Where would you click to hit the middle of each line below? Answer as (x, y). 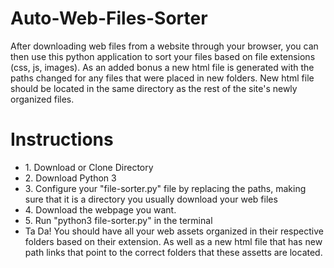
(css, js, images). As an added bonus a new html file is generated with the (162, 67)
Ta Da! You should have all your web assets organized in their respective (174, 231)
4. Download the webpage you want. (100, 209)
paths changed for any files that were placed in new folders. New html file (162, 78)
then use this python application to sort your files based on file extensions (163, 56)
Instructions (62, 139)
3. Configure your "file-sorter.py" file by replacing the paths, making (165, 188)
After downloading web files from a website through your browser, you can (164, 46)
